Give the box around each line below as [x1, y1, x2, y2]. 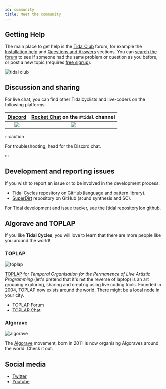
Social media [5, 360, 46, 368]
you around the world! [5, 237, 51, 243]
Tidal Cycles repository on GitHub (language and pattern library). [12, 190, 146, 196]
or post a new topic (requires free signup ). [5, 59, 92, 65]
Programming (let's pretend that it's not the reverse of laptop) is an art [5, 276, 149, 282]
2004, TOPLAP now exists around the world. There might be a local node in [5, 287, 160, 293]
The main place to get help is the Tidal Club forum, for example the [5, 43, 142, 50]
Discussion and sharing [5, 83, 80, 92]
